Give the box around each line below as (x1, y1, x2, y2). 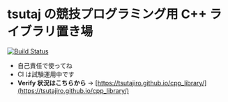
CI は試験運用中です (17, 70, 75, 78)
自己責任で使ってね (17, 61, 73, 69)
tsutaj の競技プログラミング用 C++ (7, 6, 207, 22)
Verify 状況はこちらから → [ (17, 78, 98, 87)
